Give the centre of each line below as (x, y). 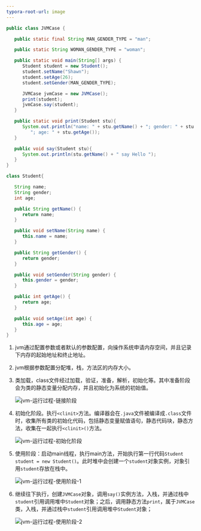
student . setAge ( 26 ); (48, 77)
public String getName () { (48, 209)
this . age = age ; (42, 324)
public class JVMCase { (36, 28)
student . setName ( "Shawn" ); (56, 72)
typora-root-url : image (36, 12)
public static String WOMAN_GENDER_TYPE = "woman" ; (80, 50)
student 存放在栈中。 (45, 469)
